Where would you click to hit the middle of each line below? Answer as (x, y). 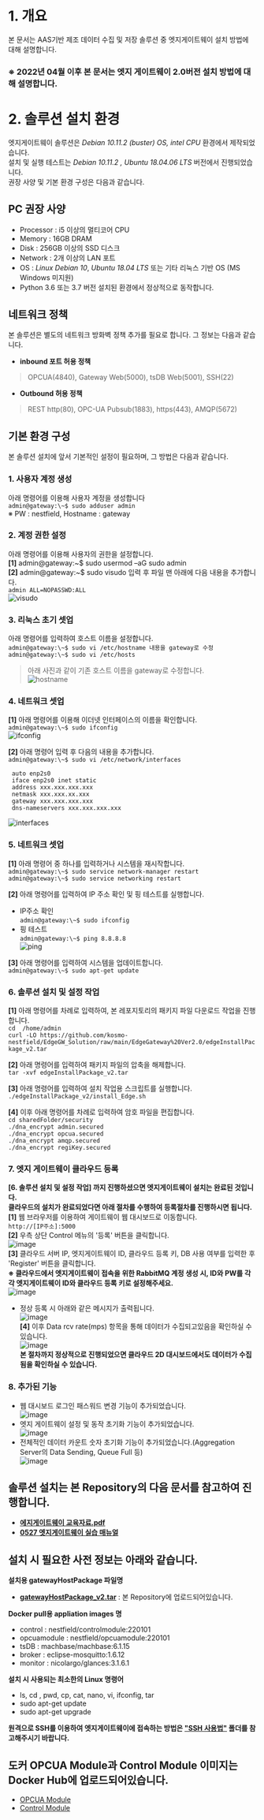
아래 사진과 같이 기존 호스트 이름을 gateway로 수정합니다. (116, 670)
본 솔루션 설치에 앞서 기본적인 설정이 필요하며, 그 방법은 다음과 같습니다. (118, 457)
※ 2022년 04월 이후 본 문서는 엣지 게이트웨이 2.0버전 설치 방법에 (125, 72)
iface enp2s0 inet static (54, 781)
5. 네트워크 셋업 (36, 845)
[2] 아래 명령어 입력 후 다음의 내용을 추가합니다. (81, 752)
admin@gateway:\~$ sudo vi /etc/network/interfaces (95, 760)
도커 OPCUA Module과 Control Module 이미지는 (123, 1765)
